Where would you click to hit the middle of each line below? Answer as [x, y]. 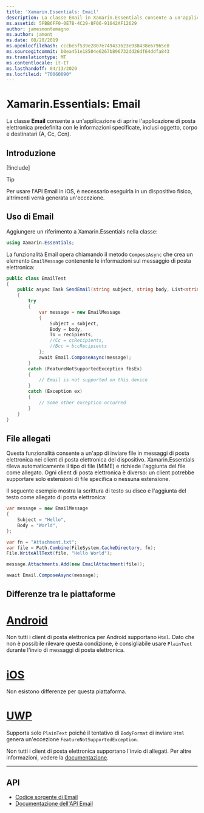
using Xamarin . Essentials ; [40, 243]
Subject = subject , [74, 323]
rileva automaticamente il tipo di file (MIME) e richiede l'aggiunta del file [96, 466]
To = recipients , [72, 335]
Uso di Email [30, 217]
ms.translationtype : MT [36, 57]
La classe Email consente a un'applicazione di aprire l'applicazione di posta [101, 121]
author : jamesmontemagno [38, 29]
